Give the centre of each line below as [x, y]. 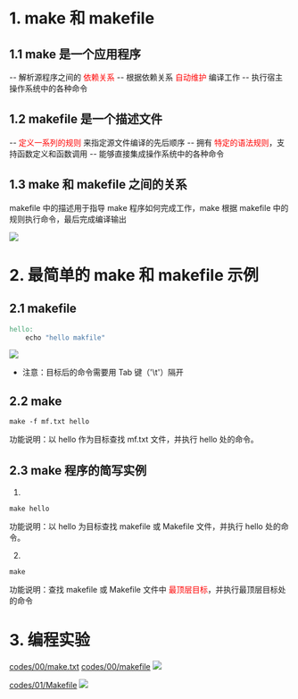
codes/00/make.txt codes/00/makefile [80, 666]
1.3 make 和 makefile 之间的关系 [98, 185]
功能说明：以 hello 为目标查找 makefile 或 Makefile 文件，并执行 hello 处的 [145, 526]
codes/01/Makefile [43, 685]
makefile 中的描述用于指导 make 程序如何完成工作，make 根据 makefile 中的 [149, 207]
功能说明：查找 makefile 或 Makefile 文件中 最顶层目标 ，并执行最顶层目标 [144, 590]
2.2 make [36, 401]
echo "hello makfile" [65, 337]
